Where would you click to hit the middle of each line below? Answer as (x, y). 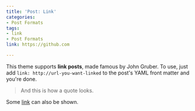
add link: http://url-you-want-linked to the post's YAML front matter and (98, 73)
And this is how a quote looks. (57, 90)
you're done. (22, 79)
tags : (13, 28)
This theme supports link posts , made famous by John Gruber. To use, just (97, 66)
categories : (21, 17)
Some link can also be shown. (42, 102)
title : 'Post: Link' (32, 12)
